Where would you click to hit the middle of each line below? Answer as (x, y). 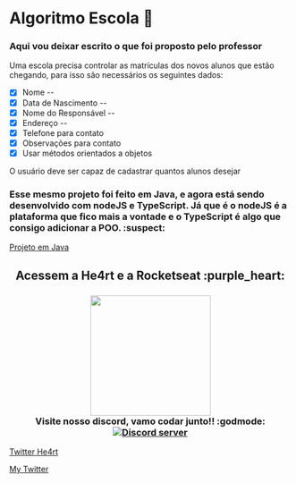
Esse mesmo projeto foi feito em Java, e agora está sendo (137, 194)
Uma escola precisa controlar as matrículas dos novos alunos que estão (142, 65)
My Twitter (29, 469)
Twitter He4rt (34, 452)
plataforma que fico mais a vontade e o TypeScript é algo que (145, 216)
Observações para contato (72, 143)
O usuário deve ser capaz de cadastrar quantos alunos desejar (125, 171)
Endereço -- (45, 123)
